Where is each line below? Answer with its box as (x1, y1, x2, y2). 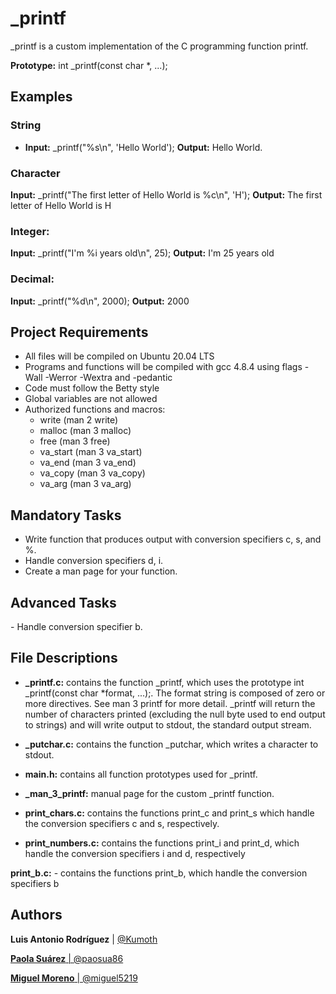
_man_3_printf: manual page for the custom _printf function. (24, 787, 275, 799)
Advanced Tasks (10, 594, 117, 611)
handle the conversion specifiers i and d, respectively (24, 847, 246, 859)
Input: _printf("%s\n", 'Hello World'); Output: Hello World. (24, 141, 263, 153)
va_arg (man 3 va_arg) (39, 478, 132, 490)
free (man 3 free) (39, 435, 111, 447)
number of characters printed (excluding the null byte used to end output (24, 708, 326, 720)
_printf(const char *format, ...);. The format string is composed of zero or (24, 687, 326, 699)
